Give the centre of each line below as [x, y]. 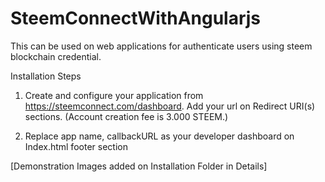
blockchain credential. [56, 56]
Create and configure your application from [114, 95]
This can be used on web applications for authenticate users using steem [161, 46]
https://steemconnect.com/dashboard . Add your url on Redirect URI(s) [170, 106]
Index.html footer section [76, 146]
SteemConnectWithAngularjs [136, 18]
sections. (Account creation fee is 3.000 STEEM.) [126, 116]
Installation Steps [46, 76]
